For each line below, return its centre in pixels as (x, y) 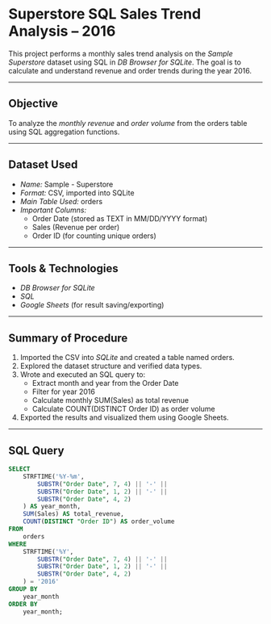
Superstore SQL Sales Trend (105, 14)
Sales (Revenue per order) (76, 227)
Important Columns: (53, 210)
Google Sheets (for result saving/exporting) (92, 305)
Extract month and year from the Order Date (105, 383)
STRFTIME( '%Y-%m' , (54, 476)
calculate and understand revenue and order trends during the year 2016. (130, 70)
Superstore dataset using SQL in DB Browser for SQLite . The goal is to (125, 62)
